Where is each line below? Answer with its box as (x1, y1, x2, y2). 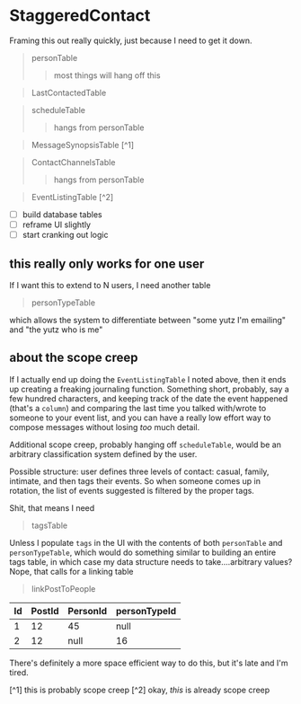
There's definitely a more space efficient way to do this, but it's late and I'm (9, 657, 288, 668)
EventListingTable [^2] (31, 191, 114, 202)
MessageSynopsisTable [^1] (31, 139, 135, 150)
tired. (9, 666, 29, 678)
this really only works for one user (9, 256, 205, 271)
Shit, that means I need (9, 502, 95, 513)
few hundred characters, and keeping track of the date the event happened (9, 392, 288, 404)
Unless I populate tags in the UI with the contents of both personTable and (9, 537, 283, 548)
